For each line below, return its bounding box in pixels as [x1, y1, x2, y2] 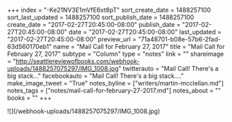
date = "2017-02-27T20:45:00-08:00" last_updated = [69, 28, 222, 36]
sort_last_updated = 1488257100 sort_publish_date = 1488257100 [7, 13, 195, 21]
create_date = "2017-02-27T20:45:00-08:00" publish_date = [7, 21, 181, 28]
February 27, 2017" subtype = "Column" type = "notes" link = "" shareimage [7, 50, 224, 58]
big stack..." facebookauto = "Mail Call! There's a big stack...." [7, 72, 184, 80]
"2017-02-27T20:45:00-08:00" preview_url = [7, 35, 137, 43]
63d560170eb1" [7, 43, 52, 50]
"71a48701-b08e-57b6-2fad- [138, 35, 221, 43]
